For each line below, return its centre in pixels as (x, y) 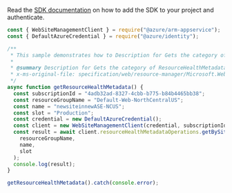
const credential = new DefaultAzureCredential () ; (88, 119)
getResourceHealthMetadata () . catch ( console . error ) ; (83, 183)
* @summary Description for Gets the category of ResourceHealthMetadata (118, 68)
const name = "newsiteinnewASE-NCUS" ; (69, 106)
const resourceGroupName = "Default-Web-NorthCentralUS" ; (99, 100)
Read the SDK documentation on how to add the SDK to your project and (110, 10)
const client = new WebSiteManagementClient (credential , (97, 126)
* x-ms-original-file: (43, 74)
